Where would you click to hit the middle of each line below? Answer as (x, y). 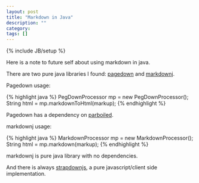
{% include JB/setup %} (36, 51)
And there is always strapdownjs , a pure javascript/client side (82, 168)
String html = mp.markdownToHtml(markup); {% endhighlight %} (86, 103)
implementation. (26, 174)
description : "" (26, 23)
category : (19, 28)
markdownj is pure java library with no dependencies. (72, 156)
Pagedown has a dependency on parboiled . (60, 115)
